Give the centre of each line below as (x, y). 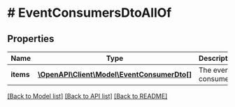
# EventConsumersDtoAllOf (90, 13)
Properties (31, 39)
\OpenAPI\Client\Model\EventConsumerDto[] (115, 74)
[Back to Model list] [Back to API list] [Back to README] (87, 96)
